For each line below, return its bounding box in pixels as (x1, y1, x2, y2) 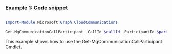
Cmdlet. (5, 44, 22, 50)
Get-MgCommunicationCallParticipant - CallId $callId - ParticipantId (5, 30, 155, 35)
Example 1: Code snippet (5, 4, 68, 11)
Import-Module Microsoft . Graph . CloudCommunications (5, 20, 118, 25)
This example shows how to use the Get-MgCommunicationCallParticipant (5, 39, 162, 45)
